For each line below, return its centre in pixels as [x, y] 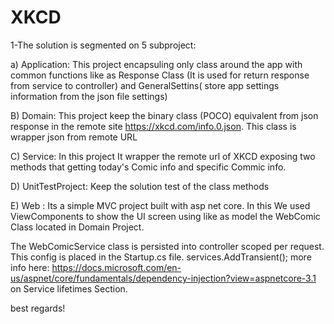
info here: [30, 267]
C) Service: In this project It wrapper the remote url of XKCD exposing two [163, 156]
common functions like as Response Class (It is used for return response [160, 75]
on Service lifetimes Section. [69, 288]
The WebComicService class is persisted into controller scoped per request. [167, 246]
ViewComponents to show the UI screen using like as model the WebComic [165, 216]
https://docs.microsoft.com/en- [116, 267]
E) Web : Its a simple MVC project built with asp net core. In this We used [160, 205]
